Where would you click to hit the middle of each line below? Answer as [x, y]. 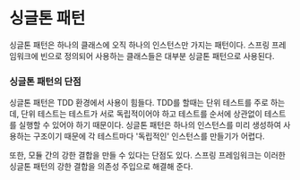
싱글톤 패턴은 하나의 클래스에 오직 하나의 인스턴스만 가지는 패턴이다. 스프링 [140, 45]
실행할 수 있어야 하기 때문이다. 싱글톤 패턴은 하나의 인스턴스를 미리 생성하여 [150, 125]
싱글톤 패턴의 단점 [46, 81]
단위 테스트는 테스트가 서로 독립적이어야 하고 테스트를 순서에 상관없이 [141, 114]
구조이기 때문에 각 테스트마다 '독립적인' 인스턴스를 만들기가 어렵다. [149, 136]
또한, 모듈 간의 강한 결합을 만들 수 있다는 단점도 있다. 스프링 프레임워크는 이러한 [148, 155]
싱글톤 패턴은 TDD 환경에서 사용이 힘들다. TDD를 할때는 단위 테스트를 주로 [139, 103]
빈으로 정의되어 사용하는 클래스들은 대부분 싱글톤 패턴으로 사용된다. [157, 56]
